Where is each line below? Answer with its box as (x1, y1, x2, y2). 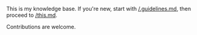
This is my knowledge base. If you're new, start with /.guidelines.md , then (6, 5, 191, 12)
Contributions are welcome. (6, 24, 76, 30)
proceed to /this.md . (6, 11, 58, 19)
